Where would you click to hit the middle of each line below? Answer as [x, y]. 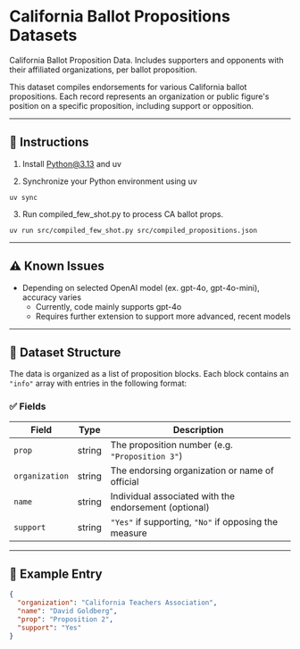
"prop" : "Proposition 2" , [66, 620]
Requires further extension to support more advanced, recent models [163, 316]
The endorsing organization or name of [192, 470]
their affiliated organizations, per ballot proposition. [104, 70]
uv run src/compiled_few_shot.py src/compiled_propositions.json [133, 230]
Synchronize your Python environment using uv [110, 181]
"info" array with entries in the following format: [98, 383]
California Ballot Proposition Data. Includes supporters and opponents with [146, 60]
